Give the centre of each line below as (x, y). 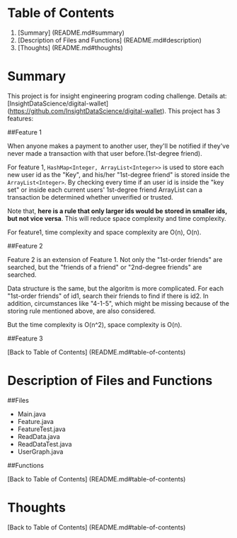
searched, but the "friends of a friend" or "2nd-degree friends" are (105, 267)
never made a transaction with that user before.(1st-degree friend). (105, 153)
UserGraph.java (40, 452)
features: (21, 118)
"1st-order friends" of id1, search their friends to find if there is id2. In (108, 296)
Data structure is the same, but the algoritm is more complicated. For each (116, 288)
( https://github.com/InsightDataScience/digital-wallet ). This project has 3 (114, 110)
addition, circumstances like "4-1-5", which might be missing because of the (118, 303)
